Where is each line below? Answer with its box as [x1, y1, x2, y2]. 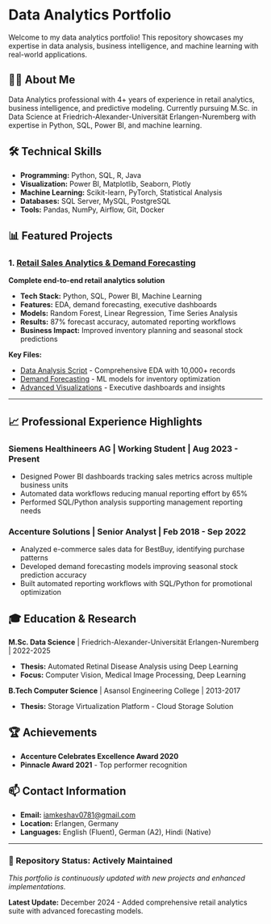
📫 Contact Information [8, 784, 127, 798]
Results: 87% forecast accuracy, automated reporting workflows [19, 317, 236, 327]
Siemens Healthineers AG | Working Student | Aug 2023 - [8, 443, 239, 454]
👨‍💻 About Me [8, 73, 76, 86]
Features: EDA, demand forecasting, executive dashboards [19, 300, 218, 310]
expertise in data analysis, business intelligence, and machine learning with [8, 40, 259, 50]
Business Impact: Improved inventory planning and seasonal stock [19, 326, 244, 335]
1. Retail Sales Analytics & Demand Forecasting [8, 257, 196, 268]
